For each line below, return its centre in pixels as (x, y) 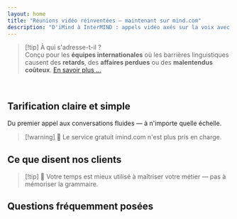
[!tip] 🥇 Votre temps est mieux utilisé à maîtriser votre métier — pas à (125, 176)
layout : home (27, 14)
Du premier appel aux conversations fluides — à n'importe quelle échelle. (115, 123)
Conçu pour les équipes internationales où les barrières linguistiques (127, 55)
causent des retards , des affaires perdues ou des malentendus (118, 63)
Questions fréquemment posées (81, 207)
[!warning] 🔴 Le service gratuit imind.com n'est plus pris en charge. (123, 137)
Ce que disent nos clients (65, 160)
